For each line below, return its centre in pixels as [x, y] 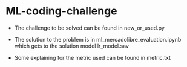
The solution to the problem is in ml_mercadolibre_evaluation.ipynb [98, 39]
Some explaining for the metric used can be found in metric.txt [92, 57]
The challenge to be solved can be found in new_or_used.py [89, 28]
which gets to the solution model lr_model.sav [72, 46]
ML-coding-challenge [61, 11]
